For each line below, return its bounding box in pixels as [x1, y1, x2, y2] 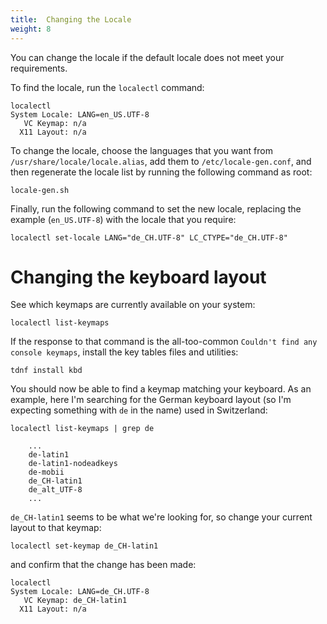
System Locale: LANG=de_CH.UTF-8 [10, 587, 150, 597]
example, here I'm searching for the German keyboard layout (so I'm [10, 394, 292, 406]
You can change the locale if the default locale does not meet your [10, 51, 285, 63]
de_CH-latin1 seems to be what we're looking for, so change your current [10, 511, 313, 523]
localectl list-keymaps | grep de [10, 424, 155, 434]
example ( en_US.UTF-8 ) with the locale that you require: [10, 213, 237, 225]
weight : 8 [10, 24, 52, 34]
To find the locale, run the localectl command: [10, 81, 205, 93]
